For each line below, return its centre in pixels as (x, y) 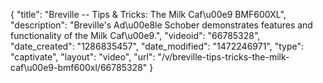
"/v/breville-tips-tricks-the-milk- (223, 57)
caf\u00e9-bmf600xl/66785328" (79, 67)
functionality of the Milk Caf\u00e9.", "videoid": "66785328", (135, 35)
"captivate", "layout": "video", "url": (83, 57)
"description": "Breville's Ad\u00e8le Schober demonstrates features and (161, 25)
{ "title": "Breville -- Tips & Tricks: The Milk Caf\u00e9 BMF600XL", (148, 14)
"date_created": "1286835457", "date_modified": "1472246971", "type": (157, 46)
